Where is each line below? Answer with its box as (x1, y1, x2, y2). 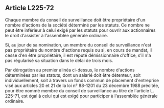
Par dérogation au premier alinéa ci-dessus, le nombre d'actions (5, 67, 135, 73)
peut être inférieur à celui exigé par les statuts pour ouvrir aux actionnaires (5, 27, 156, 33)
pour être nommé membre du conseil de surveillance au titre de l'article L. (5, 87, 154, 93)
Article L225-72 (5, 4, 54, 12)
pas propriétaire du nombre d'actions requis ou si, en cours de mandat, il (5, 47, 152, 53)
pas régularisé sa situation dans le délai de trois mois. (5, 57, 114, 63)
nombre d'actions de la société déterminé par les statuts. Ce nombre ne (5, 22, 150, 28)
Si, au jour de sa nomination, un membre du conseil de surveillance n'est (5, 42, 152, 48)
